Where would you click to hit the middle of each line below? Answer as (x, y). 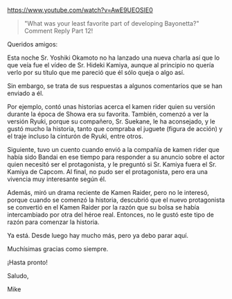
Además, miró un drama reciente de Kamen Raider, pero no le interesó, (108, 193)
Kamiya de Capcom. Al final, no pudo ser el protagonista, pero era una (107, 172)
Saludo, (18, 276)
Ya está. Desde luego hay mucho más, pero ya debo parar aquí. (98, 236)
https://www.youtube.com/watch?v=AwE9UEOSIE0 (80, 10)
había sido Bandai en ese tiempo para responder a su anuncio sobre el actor (116, 157)
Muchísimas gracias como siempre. (58, 249)
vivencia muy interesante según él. (57, 179)
